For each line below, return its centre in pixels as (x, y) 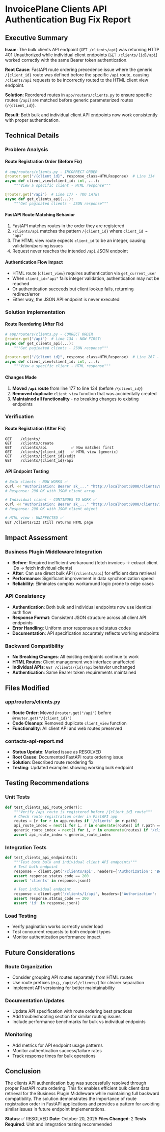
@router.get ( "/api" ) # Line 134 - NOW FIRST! (54, 339)
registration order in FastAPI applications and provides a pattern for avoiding (82, 1104)
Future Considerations (40, 952)
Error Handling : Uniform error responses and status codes (71, 628)
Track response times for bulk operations (54, 1056)
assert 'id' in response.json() (47, 903)
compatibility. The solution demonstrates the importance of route (71, 1099)
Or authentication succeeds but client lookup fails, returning (73, 289)
